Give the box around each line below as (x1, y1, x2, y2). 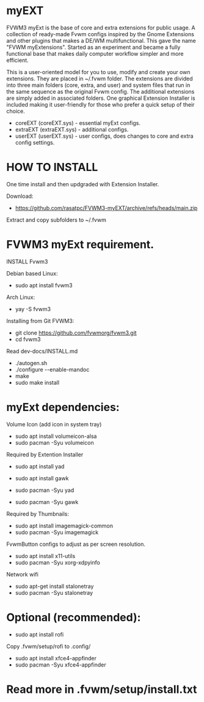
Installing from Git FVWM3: (6, 317, 75, 325)
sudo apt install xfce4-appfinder (15, 654, 97, 662)
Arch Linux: (6, 293, 35, 301)
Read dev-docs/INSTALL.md (6, 347, 78, 355)
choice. (6, 107, 26, 115)
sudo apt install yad (15, 462, 65, 470)
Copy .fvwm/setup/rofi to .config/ (6, 643, 91, 650)
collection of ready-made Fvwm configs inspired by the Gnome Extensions (6, 30, 194, 37)
